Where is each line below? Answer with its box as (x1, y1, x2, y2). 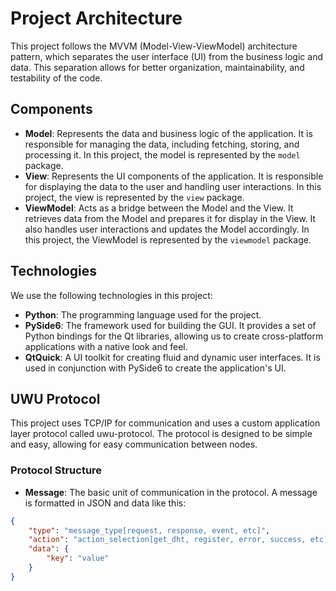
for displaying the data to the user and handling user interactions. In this (24, 180, 322, 192)
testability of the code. (10, 72, 103, 84)
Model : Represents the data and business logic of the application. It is (24, 127, 313, 139)
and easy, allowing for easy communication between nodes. (10, 438, 258, 451)
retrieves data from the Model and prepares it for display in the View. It (24, 212, 317, 224)
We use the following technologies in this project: (10, 289, 213, 301)
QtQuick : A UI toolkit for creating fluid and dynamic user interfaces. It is (24, 351, 321, 363)
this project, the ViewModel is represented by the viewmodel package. (24, 233, 312, 246)
